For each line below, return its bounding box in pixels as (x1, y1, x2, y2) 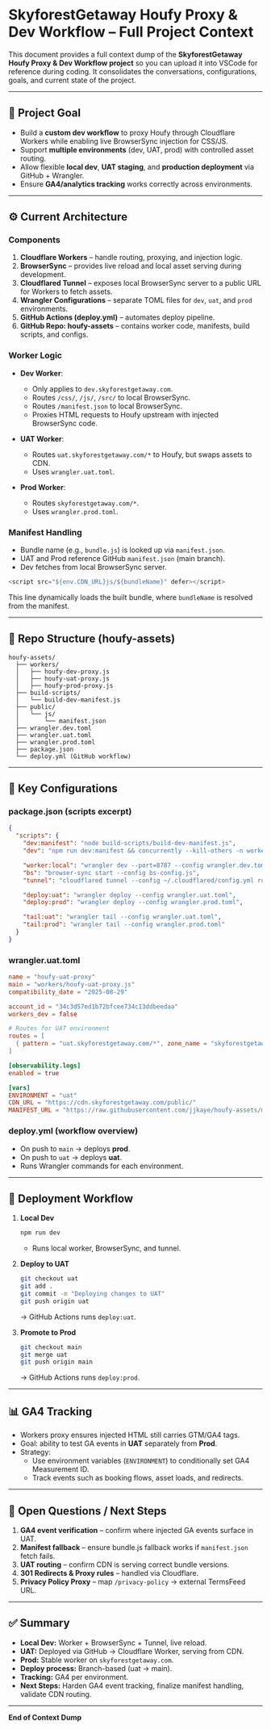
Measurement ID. (31, 1464, 90, 1474)
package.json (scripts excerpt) (8, 806, 132, 817)
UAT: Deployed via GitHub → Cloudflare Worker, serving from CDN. (19, 1646, 244, 1656)
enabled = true (8, 1069, 60, 1077)
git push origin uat (19, 1297, 90, 1305)
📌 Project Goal (8, 107, 81, 120)
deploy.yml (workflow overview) (8, 1125, 139, 1137)
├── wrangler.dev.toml (15, 724, 92, 732)
